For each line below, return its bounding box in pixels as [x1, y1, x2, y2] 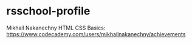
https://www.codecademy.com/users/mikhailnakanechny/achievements [6, 30, 186, 37]
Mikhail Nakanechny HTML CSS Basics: [6, 24, 106, 31]
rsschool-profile [6, 4, 91, 18]
